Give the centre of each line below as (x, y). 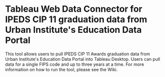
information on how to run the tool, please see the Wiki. (62, 69)
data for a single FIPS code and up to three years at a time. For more (75, 64)
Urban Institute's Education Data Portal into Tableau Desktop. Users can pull (83, 59)
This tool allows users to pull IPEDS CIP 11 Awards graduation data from (78, 54)
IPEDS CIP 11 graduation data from (76, 19)
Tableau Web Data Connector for (74, 9)
